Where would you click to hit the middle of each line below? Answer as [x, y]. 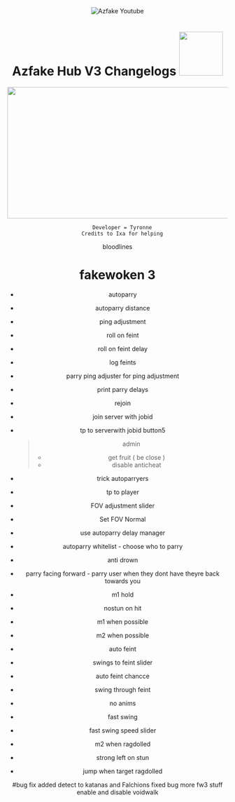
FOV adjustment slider [123, 505]
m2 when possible [122, 635]
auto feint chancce [123, 676]
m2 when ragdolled [123, 744]
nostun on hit [123, 608]
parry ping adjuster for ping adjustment [123, 376]
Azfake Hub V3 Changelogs [94, 71]
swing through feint [123, 689]
